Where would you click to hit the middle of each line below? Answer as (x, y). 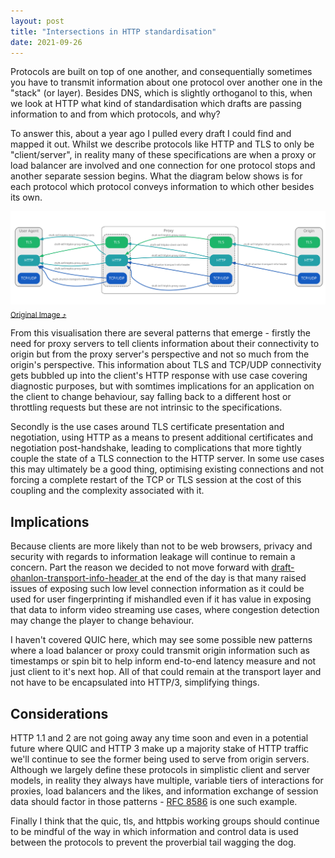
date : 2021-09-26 (46, 42)
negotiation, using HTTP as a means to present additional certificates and (162, 437)
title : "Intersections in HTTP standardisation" (113, 31)
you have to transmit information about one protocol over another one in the (166, 82)
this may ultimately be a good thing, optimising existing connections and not (167, 469)
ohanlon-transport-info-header (74, 578)
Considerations (59, 713)
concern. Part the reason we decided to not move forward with (140, 567)
